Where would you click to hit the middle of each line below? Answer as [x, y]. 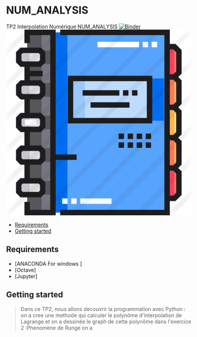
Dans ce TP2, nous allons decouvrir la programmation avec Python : [103, 309]
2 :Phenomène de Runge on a [56, 328]
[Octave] [25, 270]
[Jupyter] [26, 276]
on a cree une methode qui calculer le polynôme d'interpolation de [101, 315]
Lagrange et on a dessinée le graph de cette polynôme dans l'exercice [106, 321]
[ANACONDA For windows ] [48, 263]
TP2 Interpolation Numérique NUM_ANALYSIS [62, 27]
